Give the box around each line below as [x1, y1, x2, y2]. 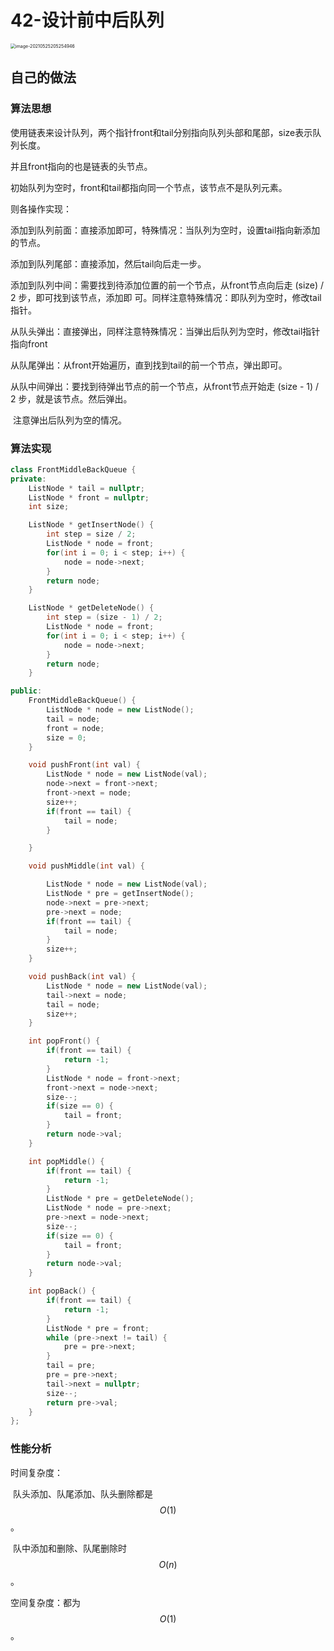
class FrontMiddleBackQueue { [10, 464, 137, 475]
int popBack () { [28, 1286, 97, 1296]
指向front [10, 337, 48, 350]
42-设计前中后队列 [10, 9, 165, 32]
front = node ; [46, 723, 105, 733]
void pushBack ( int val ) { [28, 972, 137, 982]
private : [10, 474, 47, 484]
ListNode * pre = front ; [46, 1323, 150, 1333]
